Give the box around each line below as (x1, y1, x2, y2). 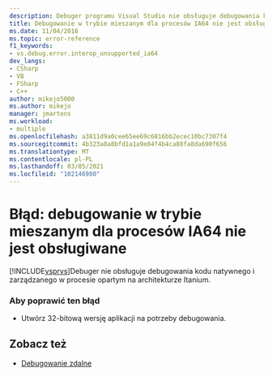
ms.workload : (9, 117, 53, 126)
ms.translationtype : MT (9, 147, 90, 156)
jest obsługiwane (9, 240, 127, 258)
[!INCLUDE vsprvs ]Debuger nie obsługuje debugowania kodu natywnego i (9, 266, 255, 276)
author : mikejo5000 (9, 95, 75, 103)
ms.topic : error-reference (9, 34, 100, 43)
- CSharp (9, 65, 39, 73)
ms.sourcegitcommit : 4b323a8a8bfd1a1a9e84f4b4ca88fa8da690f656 (9, 139, 228, 148)
